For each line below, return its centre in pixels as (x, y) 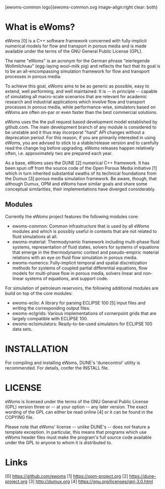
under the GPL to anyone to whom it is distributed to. (59, 442)
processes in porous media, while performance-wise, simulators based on (81, 107)
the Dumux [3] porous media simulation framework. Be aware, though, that (81, 178)
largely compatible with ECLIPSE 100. (50, 318)
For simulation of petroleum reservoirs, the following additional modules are (82, 288)
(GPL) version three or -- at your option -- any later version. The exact (76, 407)
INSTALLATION (36, 349)
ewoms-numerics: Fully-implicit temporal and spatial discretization (80, 263)
